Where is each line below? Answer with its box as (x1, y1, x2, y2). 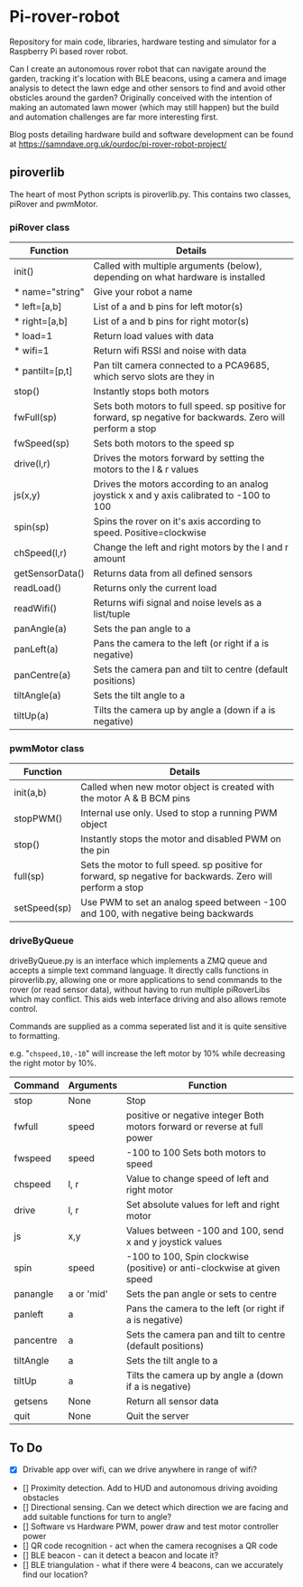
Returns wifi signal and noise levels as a (93, 597, 262, 609)
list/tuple (93, 608, 131, 620)
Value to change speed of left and (125, 1172, 269, 1185)
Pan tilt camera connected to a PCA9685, (93, 359, 270, 372)
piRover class (9, 221, 70, 233)
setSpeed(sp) (14, 902, 72, 914)
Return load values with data (93, 330, 215, 343)
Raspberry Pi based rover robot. (9, 45, 129, 56)
